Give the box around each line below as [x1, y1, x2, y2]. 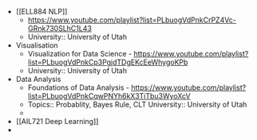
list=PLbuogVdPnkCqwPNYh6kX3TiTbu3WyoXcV [27, 91, 191, 100]
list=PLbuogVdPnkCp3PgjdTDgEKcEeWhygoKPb [27, 57, 188, 67]
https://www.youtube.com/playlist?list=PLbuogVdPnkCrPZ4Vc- [27, 15, 237, 25]
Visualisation [15, 41, 58, 50]
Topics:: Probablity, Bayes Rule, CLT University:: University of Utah [27, 99, 247, 109]
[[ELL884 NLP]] [15, 7, 68, 16]
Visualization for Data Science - [27, 49, 132, 58]
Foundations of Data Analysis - [27, 83, 130, 92]
